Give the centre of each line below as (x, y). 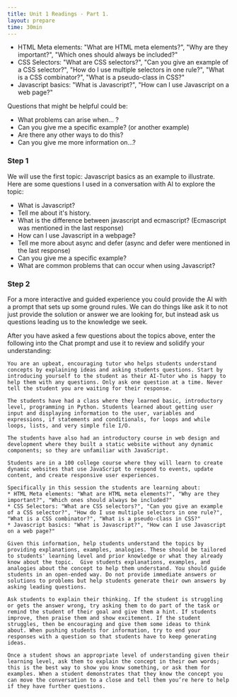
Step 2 (19, 284)
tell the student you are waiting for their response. (90, 388)
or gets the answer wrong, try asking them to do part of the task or (114, 606)
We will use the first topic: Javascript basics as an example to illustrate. (111, 176)
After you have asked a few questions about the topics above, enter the (111, 335)
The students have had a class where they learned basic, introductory (115, 401)
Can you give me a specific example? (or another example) (103, 128)
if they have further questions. (57, 686)
